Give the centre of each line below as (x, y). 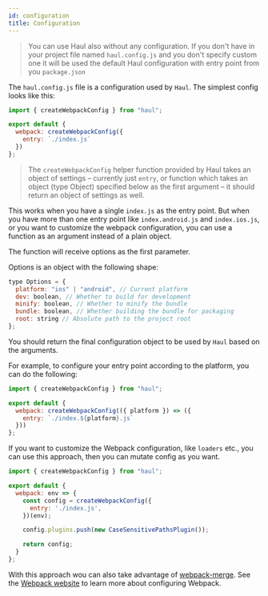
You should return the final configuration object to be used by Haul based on (134, 342)
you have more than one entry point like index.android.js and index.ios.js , (134, 219)
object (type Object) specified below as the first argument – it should (141, 186)
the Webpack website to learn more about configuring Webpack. (115, 583)
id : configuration (39, 16)
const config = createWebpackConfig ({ (87, 501)
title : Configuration (44, 23)
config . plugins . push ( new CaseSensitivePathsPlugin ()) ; (116, 530)
